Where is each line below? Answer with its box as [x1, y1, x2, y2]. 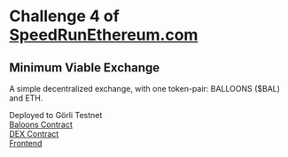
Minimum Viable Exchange [9, 60, 160, 75]
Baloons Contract [9, 119, 73, 130]
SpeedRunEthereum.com [9, 25, 198, 45]
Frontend [9, 138, 43, 148]
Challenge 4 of [9, 6, 120, 26]
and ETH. [9, 93, 43, 103]
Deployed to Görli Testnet [9, 110, 103, 120]
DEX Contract [9, 129, 59, 138]
